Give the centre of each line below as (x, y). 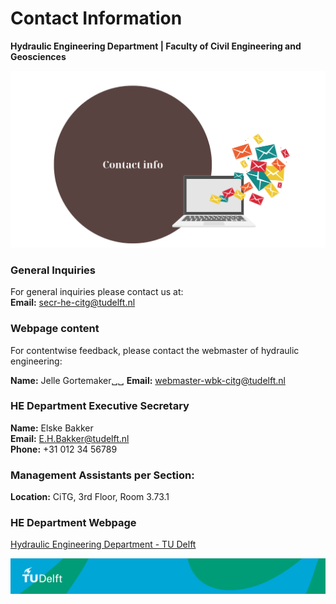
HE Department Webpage (73, 523)
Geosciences (38, 56)
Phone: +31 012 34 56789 (64, 449)
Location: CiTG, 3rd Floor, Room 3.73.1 (90, 497)
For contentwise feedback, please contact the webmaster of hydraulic (155, 350)
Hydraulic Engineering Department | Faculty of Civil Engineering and (156, 46)
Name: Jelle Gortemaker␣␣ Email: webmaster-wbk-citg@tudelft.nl (148, 380)
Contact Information (96, 18)
